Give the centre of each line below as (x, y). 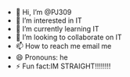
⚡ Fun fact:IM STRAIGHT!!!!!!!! (63, 66)
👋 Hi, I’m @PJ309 (43, 12)
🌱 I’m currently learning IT (57, 29)
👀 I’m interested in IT (49, 20)
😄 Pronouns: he (42, 57)
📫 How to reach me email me (63, 46)
